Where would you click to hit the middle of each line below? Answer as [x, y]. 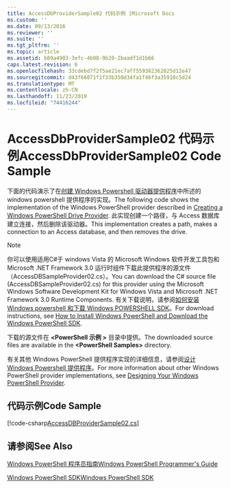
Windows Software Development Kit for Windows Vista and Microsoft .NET [113, 291]
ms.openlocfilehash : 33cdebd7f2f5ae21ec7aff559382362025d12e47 [99, 71]
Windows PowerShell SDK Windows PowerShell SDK [80, 478]
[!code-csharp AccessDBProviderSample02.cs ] [73, 423]
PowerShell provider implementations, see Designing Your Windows [103, 375]
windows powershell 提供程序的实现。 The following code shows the [103, 199]
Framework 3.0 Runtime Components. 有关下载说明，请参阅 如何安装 [103, 299]
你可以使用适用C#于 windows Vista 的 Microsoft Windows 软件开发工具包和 [113, 259]
